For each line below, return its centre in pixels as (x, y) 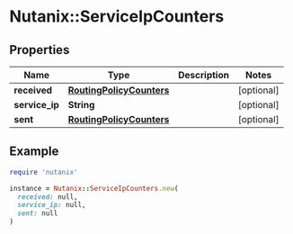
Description (204, 75)
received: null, (48, 197)
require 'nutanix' (44, 172)
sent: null (38, 213)
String (81, 105)
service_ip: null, (52, 205)
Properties (40, 50)
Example (34, 152)
